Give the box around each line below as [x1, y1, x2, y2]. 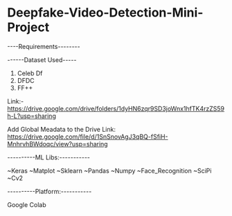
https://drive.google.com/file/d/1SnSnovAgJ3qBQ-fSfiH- [7, 132, 168, 141]
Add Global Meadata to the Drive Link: [7, 125, 116, 133]
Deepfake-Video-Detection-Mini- [7, 5, 204, 21]
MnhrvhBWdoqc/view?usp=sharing [7, 139, 109, 148]
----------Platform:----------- [7, 187, 92, 195]
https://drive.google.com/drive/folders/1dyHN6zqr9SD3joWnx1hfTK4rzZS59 [7, 104, 225, 112]
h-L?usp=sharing [7, 112, 57, 120]
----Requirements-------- [7, 42, 81, 50]
